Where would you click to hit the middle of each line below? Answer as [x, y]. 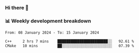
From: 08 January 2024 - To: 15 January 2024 [52, 33]
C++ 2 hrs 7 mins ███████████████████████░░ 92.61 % [69, 41]
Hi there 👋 [17, 8]
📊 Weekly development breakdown [48, 21]
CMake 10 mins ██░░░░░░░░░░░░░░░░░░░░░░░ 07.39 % [69, 46]
